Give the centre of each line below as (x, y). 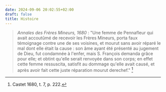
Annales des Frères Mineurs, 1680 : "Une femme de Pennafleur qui (85, 33)
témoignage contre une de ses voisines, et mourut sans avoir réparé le (89, 43)
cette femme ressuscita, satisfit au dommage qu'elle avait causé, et (86, 64)
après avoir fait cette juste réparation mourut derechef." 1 (75, 70)
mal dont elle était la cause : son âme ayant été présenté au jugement (88, 48)
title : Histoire (22, 19)
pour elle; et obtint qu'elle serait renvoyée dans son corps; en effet (85, 59)
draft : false (19, 14)
